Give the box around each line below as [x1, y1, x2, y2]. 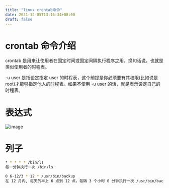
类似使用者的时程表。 [5, 64, 49, 70]
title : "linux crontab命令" [5, 7, 63, 13]
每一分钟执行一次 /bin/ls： [5, 165, 57, 170]
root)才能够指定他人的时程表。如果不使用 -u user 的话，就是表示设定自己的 [5, 81, 161, 87]
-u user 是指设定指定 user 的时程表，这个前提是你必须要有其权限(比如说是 [5, 75, 158, 81]
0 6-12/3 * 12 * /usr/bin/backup [5, 173, 75, 179]
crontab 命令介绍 [5, 40, 76, 51]
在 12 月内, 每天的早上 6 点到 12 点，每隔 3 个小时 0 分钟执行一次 [5, 178, 134, 183]
